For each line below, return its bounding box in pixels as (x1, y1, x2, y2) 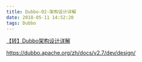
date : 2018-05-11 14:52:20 (6, 14, 74, 20)
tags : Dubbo (6, 20, 36, 26)
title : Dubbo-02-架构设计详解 (6, 8, 76, 15)
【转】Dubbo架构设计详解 (6, 37, 70, 45)
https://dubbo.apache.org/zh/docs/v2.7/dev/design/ (6, 49, 136, 57)
